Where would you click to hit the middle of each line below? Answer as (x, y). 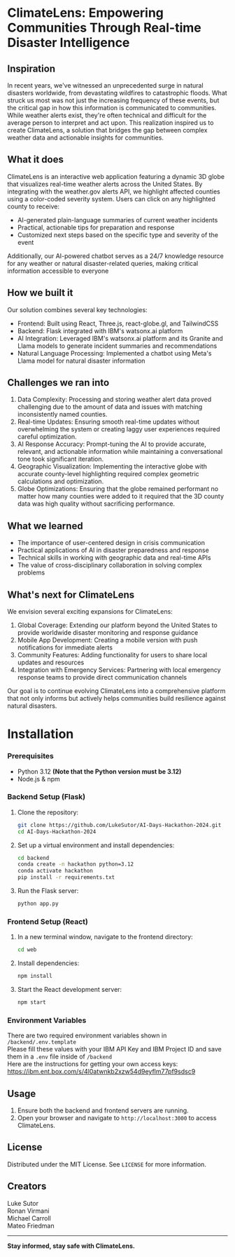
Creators (27, 1187)
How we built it (40, 293)
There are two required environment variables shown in (87, 1035)
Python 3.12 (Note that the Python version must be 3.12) (99, 771)
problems (31, 572)
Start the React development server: (70, 990)
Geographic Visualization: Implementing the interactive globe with (112, 466)
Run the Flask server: (48, 891)
